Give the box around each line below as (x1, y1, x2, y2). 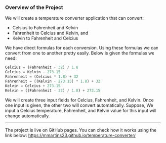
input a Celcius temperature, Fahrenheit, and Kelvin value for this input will (5, 107, 157, 113)
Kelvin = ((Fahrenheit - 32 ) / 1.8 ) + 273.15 (5, 88, 100, 93)
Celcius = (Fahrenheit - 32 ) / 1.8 (5, 65, 79, 70)
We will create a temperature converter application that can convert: (5, 15, 144, 21)
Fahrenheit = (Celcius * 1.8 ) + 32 (5, 74, 79, 79)
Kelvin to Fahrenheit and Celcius (12, 35, 78, 41)
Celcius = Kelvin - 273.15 (5, 70, 61, 75)
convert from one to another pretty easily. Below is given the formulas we (5, 50, 155, 56)
